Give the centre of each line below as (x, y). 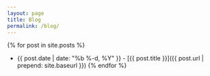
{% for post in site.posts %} (46, 45)
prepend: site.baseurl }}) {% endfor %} (72, 66)
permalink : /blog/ (33, 26)
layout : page (26, 13)
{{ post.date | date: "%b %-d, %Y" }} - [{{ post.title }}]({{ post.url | (110, 58)
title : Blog (24, 20)
